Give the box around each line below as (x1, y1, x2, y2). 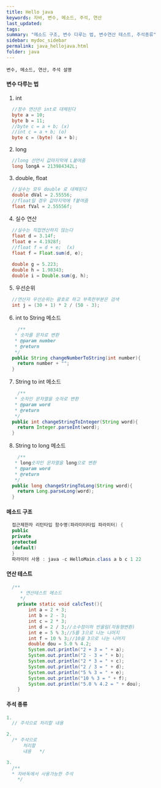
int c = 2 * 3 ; (28, 618, 67, 625)
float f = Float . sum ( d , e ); (12, 250, 84, 256)
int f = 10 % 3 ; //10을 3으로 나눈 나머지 (28, 635, 125, 642)
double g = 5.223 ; (12, 261, 59, 267)
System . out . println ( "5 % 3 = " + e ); (28, 669, 124, 675)
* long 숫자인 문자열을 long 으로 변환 (14, 460, 97, 466)
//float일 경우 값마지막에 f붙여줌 (12, 197, 89, 204)
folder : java (6, 49, 40, 55)
